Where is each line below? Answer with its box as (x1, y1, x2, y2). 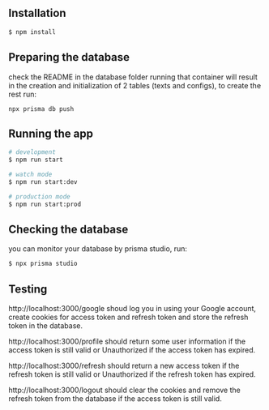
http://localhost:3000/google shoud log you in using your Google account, (8, 304, 257, 314)
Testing (8, 282, 48, 296)
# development (8, 148, 57, 156)
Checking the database (8, 222, 129, 236)
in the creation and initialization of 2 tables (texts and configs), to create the (8, 80, 262, 90)
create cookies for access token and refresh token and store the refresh (8, 312, 249, 322)
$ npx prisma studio (8, 259, 79, 268)
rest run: (8, 89, 36, 99)
